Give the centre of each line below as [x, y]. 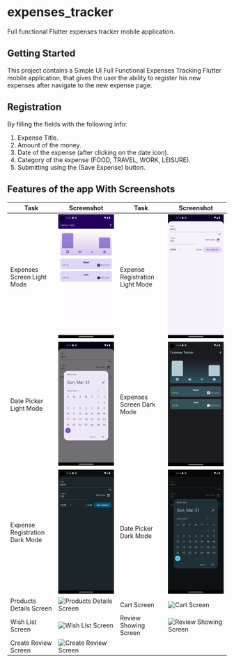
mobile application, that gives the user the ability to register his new [104, 78]
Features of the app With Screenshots [91, 189]
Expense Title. [38, 138]
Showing [132, 625]
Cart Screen [137, 604]
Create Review [31, 643]
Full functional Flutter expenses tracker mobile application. [91, 31]
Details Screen [31, 609]
